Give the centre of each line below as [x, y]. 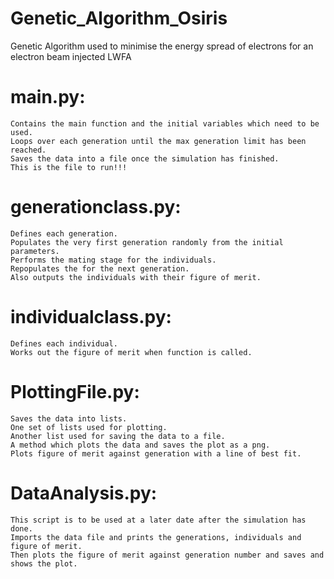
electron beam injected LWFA [71, 56]
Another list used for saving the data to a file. [118, 436]
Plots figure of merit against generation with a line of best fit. [156, 453]
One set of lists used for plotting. [89, 427]
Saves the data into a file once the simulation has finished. [145, 158]
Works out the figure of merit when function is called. [131, 352]
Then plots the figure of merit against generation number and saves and [167, 555]
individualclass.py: [91, 317]
